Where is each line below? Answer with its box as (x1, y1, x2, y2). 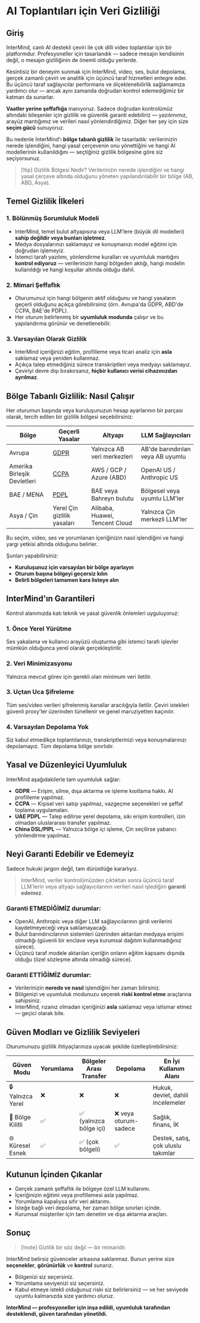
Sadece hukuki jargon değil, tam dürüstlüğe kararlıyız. (6, 865, 139, 872)
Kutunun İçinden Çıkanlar (6, 1169, 103, 1180)
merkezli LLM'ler (140, 515, 187, 523)
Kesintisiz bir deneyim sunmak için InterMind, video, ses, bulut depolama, (6, 68, 186, 75)
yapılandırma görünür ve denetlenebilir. (14, 320, 111, 327)
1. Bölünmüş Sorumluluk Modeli (6, 214, 99, 222)
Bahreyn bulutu (91, 494, 134, 503)
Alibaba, (91, 504, 114, 512)
